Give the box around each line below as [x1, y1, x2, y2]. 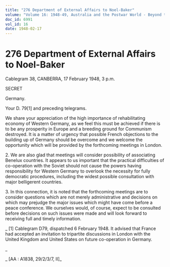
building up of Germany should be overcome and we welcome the [5, 137, 143, 143]
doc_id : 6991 [5, 17, 33, 22]
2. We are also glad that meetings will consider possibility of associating [5, 152, 156, 158]
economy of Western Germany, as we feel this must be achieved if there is [5, 120, 160, 127]
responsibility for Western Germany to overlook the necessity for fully [5, 168, 151, 174]
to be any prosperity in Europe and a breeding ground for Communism [5, 126, 152, 132]
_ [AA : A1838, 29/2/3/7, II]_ [5, 256, 62, 262]
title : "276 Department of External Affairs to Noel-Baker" [5, 7, 135, 13]
